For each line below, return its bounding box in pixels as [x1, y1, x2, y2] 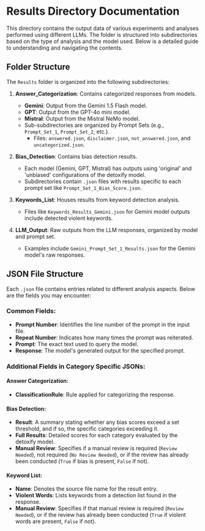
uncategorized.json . [33, 141, 85, 148]
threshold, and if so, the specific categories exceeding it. [15, 425, 159, 432]
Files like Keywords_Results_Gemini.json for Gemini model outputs [24, 208, 190, 215]
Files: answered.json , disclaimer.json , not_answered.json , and [33, 134, 191, 141]
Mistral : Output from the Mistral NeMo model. [24, 115, 140, 122]
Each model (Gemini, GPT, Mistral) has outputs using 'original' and [24, 164, 192, 172]
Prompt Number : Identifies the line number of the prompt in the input [15, 320, 190, 328]
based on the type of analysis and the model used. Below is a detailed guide [6, 37, 199, 45]
